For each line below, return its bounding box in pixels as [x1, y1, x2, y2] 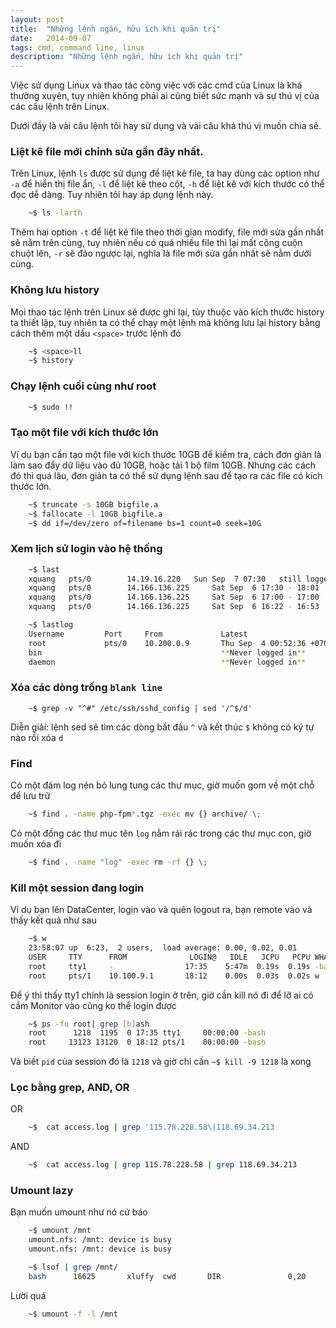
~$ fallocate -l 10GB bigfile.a [28, 509, 163, 519]
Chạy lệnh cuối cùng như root [10, 379, 157, 393]
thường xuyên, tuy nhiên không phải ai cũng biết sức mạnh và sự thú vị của [10, 90, 320, 102]
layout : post [10, 14, 65, 25]
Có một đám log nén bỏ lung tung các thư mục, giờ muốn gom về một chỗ [10, 779, 315, 791]
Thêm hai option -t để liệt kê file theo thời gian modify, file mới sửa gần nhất [10, 226, 325, 238]
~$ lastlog [28, 620, 74, 630]
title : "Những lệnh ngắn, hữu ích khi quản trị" [10, 24, 222, 34]
